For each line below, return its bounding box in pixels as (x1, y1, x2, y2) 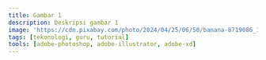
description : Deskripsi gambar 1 (8, 19, 119, 26)
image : (8, 26, 30, 34)
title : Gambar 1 (8, 11, 62, 19)
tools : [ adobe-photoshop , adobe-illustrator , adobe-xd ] (8, 41, 196, 48)
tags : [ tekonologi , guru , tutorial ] (8, 33, 129, 41)
